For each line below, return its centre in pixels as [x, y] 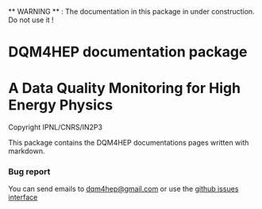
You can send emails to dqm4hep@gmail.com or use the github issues [123, 189]
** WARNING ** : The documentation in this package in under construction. [132, 12]
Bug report [29, 172]
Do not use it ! [31, 20]
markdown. [27, 151]
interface [23, 197]
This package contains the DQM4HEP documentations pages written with [129, 143]
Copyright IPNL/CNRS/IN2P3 [56, 127]
